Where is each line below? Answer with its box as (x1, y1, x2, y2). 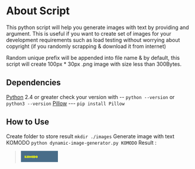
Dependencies (6, 78, 61, 88)
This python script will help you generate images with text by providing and (6, 24, 189, 31)
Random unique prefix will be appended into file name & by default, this (6, 54, 180, 61)
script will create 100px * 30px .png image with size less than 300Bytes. (6, 60, 182, 68)
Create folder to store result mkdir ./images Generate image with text (6, 132, 175, 140)
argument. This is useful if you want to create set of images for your (6, 30, 171, 37)
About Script (6, 4, 70, 18)
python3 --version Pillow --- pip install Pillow (6, 100, 125, 107)
